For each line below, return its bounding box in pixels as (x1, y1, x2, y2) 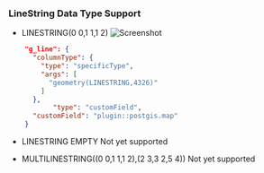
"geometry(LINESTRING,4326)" (48, 78, 159, 87)
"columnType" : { (32, 53, 94, 63)
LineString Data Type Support (8, 7, 141, 20)
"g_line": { (24, 45, 69, 54)
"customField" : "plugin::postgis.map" (32, 111, 178, 121)
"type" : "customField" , (52, 103, 142, 112)
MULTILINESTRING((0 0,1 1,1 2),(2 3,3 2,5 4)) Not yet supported (21, 153, 256, 164)
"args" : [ (41, 70, 77, 79)
